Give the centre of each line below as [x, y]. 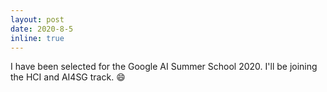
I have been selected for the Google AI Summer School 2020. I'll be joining [164, 67]
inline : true [37, 38]
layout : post [37, 19]
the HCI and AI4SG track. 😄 [68, 77]
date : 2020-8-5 [42, 29]
